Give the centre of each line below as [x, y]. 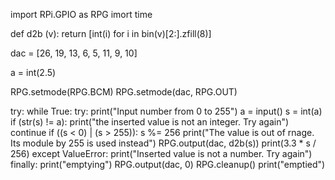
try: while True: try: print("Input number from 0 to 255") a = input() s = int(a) [166, 111]
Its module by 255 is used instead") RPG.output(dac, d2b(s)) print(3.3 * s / [163, 143]
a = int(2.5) [33, 72]
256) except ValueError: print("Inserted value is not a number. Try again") [161, 153]
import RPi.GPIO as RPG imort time [81, 14]
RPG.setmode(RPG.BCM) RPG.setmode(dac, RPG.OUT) [124, 92]
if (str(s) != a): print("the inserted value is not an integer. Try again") [150, 122]
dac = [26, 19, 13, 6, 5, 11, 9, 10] [74, 53]
